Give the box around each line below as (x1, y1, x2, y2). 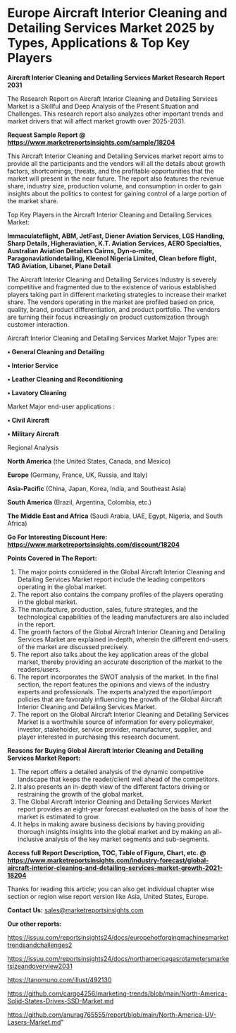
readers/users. (17, 665, 61, 673)
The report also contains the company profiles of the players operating (17, 590, 223, 598)
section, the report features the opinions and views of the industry (17, 679, 210, 689)
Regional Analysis (7, 443, 59, 452)
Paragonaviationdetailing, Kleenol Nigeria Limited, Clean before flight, (7, 254, 217, 262)
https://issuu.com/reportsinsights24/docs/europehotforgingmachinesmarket (7, 933, 229, 941)
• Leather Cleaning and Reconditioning (7, 375, 123, 383)
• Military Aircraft (7, 429, 60, 438)
